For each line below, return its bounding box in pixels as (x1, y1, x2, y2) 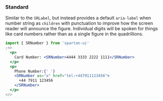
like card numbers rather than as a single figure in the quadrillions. (5, 31, 143, 37)
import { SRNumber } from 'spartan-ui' (5, 41, 90, 46)
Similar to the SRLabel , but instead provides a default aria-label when (5, 15, 151, 21)
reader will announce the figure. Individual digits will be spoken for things (5, 26, 158, 32)
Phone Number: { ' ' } (14, 69, 56, 74)
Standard (5, 4, 29, 11)
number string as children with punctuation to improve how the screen (5, 20, 153, 26)
